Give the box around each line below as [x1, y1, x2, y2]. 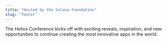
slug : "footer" [5, 12, 38, 17]
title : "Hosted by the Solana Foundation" [5, 7, 97, 12]
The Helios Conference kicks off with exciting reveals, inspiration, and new [5, 25, 162, 31]
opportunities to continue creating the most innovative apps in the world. [5, 31, 158, 37]
